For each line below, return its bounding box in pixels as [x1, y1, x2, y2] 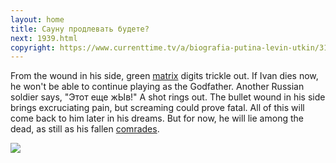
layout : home [10, 14, 65, 25]
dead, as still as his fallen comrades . [10, 123, 160, 135]
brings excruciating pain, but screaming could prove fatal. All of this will [10, 102, 305, 114]
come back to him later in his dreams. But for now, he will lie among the [10, 112, 304, 125]
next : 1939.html [10, 33, 78, 43]
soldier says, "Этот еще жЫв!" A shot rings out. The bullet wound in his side [10, 91, 326, 103]
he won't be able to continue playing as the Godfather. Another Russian [10, 81, 305, 93]
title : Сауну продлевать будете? [10, 24, 150, 34]
